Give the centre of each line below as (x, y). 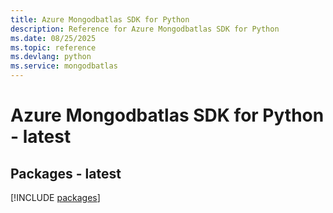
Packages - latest (66, 173)
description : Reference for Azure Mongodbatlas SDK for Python (145, 29)
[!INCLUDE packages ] (55, 197)
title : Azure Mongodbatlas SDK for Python (100, 19)
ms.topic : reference (53, 47)
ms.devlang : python (51, 57)
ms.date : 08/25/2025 (53, 38)
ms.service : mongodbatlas (64, 66)
